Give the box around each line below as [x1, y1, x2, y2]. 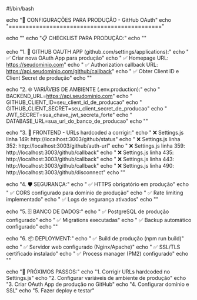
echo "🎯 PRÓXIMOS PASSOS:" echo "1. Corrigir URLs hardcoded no [6, 268, 171, 275]
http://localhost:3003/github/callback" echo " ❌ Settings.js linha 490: [6, 162, 175, 169]
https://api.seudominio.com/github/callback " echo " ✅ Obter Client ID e [6, 68, 179, 74]
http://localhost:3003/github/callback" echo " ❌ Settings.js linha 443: [6, 156, 175, 162]
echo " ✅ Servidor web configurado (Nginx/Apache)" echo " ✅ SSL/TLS [6, 243, 181, 250]
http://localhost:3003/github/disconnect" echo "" [6, 169, 126, 176]
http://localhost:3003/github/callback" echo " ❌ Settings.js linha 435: [6, 149, 174, 156]
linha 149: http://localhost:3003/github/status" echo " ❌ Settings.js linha [6, 136, 181, 142]
